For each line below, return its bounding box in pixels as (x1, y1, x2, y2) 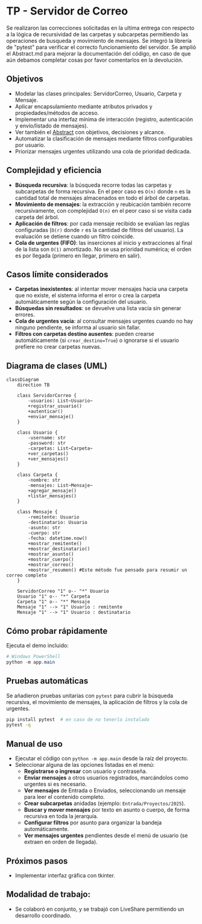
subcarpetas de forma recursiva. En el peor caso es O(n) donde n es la (14, 187, 191, 195)
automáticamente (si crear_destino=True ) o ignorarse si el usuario (14, 337, 179, 344)
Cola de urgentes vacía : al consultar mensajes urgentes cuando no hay (14, 317, 194, 325)
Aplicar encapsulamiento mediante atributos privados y (14, 103, 153, 110)
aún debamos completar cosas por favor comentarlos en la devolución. (6, 56, 184, 63)
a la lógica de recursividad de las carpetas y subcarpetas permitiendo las (6, 30, 189, 37)
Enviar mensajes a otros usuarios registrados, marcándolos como (24, 774, 189, 781)
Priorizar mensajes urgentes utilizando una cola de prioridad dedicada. (14, 147, 191, 155)
